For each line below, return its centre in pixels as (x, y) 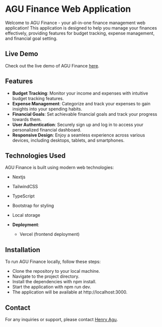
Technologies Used (35, 155)
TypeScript (23, 196)
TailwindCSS (25, 187)
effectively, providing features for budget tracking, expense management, (80, 33)
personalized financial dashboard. (47, 130)
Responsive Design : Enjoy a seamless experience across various (79, 135)
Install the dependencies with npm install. (54, 282)
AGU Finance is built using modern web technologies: (60, 167)
